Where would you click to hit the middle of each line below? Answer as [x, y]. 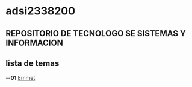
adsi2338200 [41, 11]
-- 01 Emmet [20, 78]
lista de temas [33, 63]
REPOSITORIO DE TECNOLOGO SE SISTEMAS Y [96, 34]
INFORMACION [35, 43]
